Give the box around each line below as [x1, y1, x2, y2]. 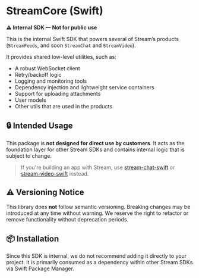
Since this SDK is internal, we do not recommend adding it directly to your [6, 252, 187, 260]
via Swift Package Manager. [6, 265, 74, 272]
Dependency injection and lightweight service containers [14, 83, 154, 90]
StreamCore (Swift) [6, 4, 104, 18]
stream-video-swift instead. [20, 170, 89, 177]
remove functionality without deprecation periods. [6, 215, 129, 223]
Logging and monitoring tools [14, 77, 87, 85]
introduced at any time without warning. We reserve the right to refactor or [6, 210, 189, 217]
